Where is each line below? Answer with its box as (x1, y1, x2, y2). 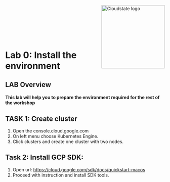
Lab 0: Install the (5, 50, 77, 61)
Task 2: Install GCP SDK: (5, 153, 83, 162)
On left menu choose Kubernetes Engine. (12, 133, 99, 139)
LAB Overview (5, 80, 52, 89)
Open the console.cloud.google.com (12, 127, 89, 133)
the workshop (5, 100, 35, 106)
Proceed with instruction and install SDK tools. (12, 172, 109, 178)
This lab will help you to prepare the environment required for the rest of (5, 95, 160, 101)
